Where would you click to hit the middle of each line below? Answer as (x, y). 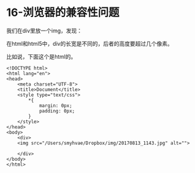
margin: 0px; (55, 105)
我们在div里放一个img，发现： (44, 31)
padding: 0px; (57, 111)
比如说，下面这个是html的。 (41, 56)
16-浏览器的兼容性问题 (63, 13)
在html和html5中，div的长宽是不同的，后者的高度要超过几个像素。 (90, 43)
